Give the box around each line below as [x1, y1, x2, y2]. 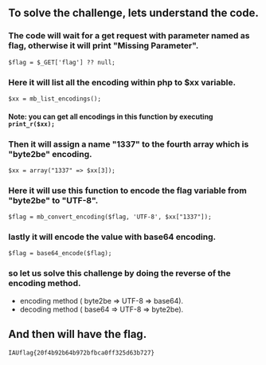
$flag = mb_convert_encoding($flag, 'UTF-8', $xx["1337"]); [8, 213, 213, 222]
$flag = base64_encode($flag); [8, 249, 112, 257]
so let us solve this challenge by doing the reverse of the [8, 268, 231, 279]
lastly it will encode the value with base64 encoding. [8, 231, 217, 242]
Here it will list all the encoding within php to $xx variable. [8, 77, 237, 88]
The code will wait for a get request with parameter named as [8, 30, 250, 41]
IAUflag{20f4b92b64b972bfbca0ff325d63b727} [8, 348, 155, 357]
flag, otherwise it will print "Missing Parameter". [8, 40, 199, 51]
